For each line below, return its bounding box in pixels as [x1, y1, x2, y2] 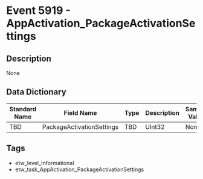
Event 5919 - [6, 4, 71, 18]
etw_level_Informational [14, 159, 74, 166]
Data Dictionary [6, 87, 66, 97]
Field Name [63, 108, 97, 117]
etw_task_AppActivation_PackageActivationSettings [14, 166, 144, 173]
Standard [9, 105, 37, 113]
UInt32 [144, 122, 165, 131]
